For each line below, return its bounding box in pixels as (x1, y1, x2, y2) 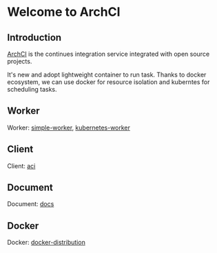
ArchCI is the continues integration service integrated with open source (7, 50, 210, 58)
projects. (7, 57, 32, 65)
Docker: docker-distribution (7, 239, 86, 247)
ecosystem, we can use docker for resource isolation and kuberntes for (7, 78, 210, 86)
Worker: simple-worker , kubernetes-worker (7, 123, 131, 132)
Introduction (7, 32, 62, 43)
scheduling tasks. (7, 85, 57, 93)
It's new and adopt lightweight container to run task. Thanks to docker (7, 70, 207, 79)
